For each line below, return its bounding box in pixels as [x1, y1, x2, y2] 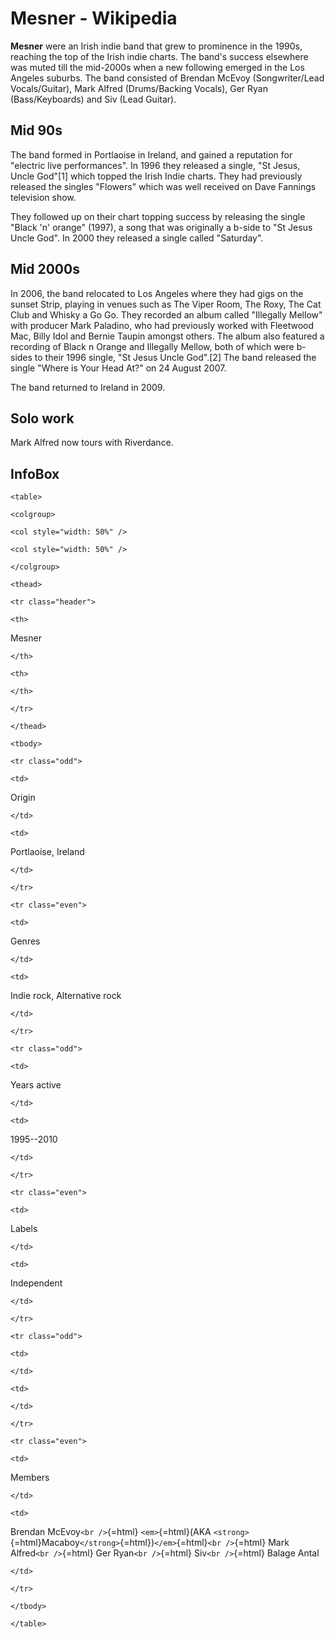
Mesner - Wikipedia [10, 7, 178, 30]
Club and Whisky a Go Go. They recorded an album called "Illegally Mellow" [10, 308, 323, 321]
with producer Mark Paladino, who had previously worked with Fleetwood [10, 319, 315, 331]
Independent [10, 1277, 63, 1289]
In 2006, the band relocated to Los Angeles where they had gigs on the [10, 287, 304, 299]
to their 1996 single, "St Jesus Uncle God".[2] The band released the [34, 351, 317, 363]
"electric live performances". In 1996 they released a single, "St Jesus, [10, 159, 301, 171]
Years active [10, 1079, 62, 1091]
